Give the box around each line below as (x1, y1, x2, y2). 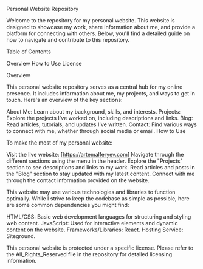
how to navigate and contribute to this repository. (6, 36, 129, 43)
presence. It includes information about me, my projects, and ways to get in (6, 90, 196, 97)
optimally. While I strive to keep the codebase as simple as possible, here (6, 195, 190, 202)
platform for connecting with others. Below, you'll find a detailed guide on (6, 30, 190, 37)
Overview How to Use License (6, 60, 82, 67)
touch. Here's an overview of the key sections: (6, 97, 123, 103)
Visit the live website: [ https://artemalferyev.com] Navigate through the (6, 151, 184, 158)
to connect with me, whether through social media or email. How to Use (6, 128, 186, 134)
